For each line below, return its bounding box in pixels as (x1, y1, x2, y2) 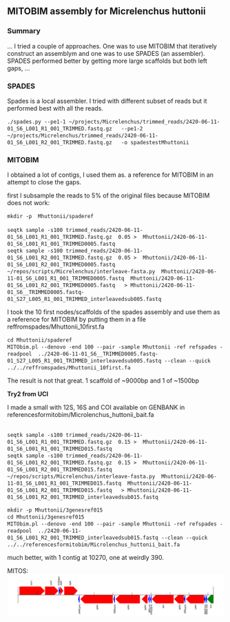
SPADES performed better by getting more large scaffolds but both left (7, 57, 208, 65)
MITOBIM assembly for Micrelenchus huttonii (7, 6, 206, 17)
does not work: (7, 199, 50, 207)
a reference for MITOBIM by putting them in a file (7, 315, 147, 324)
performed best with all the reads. (7, 104, 103, 113)
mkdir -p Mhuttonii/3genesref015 (7, 507, 103, 514)
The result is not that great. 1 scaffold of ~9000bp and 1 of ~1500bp (7, 376, 200, 385)
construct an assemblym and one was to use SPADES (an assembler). (7, 49, 205, 57)
